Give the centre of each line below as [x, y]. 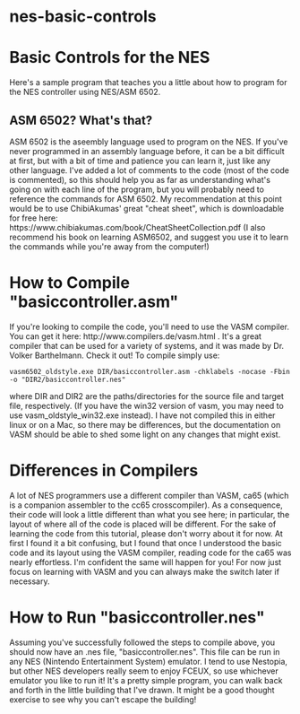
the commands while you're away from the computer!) [110, 246]
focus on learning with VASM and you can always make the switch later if [145, 571]
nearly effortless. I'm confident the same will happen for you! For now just [146, 562]
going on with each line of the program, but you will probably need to [137, 189]
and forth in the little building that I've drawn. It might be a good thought [142, 690]
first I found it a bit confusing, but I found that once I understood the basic [146, 543]
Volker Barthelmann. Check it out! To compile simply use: [115, 355]
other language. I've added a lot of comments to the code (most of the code [149, 170]
